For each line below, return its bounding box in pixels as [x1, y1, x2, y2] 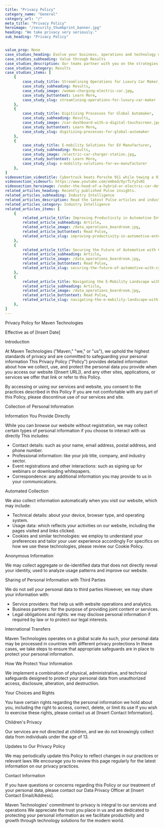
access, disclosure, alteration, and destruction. [5, 680, 100, 686]
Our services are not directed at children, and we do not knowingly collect [5, 728, 154, 734]
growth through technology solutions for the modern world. [5, 817, 124, 823]
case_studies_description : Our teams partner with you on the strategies [5, 61, 159, 66]
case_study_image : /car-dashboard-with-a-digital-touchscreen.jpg [22, 120, 161, 125]
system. [12, 517, 28, 523]
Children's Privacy [5, 719, 42, 725]
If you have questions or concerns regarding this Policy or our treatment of [5, 782, 155, 788]
